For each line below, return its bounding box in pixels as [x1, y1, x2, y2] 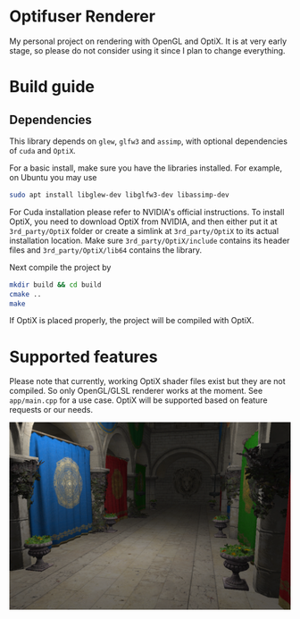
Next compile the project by [9, 262, 112, 272]
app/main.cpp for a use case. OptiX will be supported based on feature [9, 395, 268, 406]
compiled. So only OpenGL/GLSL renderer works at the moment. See [9, 386, 263, 397]
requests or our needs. [9, 405, 94, 415]
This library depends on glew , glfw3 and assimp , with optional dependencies [9, 136, 288, 146]
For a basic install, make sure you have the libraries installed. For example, [9, 163, 283, 173]
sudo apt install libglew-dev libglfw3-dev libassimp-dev [9, 190, 229, 199]
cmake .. [9, 289, 42, 298]
